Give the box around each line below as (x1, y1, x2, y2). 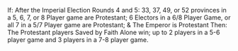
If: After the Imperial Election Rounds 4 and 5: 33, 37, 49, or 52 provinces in (7, 6, 227, 14)
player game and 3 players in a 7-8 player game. (7, 36, 149, 44)
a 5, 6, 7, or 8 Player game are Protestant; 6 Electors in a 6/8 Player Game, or (7, 13, 231, 22)
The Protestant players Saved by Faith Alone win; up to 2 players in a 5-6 (7, 28, 220, 36)
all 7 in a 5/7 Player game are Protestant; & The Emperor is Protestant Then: (7, 21, 228, 29)
